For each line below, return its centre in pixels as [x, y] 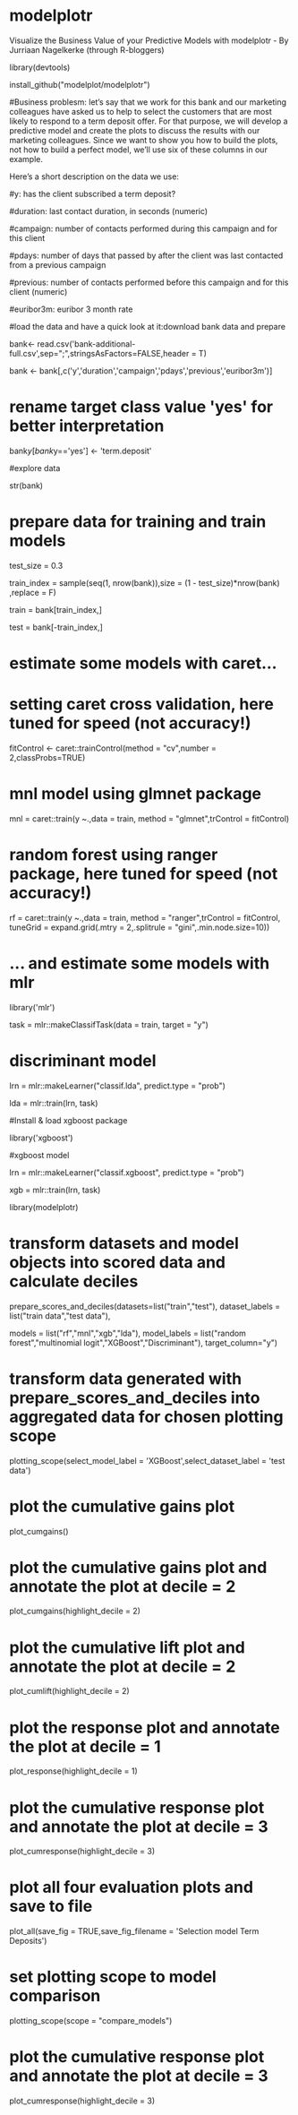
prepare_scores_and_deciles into [135, 1397]
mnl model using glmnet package [136, 794]
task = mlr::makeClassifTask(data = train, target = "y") [109, 1024]
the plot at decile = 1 [85, 1746]
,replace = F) [33, 592]
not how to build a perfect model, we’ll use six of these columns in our [139, 150]
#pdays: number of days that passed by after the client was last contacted [146, 255]
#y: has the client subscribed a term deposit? [93, 193]
